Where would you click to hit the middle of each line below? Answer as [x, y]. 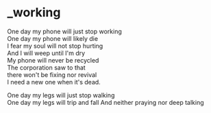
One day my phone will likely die [52, 38]
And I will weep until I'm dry [46, 53]
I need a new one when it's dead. [54, 82]
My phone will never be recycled [53, 60]
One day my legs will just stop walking [61, 95]
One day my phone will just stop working [64, 31]
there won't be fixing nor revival [52, 75]
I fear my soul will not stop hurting [55, 46]
